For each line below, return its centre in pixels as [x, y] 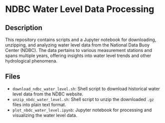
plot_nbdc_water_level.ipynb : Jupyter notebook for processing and [82, 110]
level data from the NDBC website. [48, 94]
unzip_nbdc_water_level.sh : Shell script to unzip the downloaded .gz [83, 99]
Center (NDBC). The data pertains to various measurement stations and [79, 50]
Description [24, 28]
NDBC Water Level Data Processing [80, 9]
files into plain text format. [39, 104]
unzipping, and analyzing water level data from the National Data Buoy [78, 45]
